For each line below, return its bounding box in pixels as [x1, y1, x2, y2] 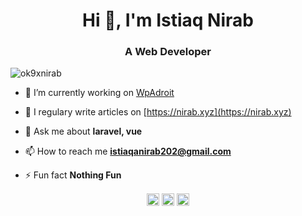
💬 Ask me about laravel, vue [24, 125, 143, 138]
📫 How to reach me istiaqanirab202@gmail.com [24, 145, 232, 158]
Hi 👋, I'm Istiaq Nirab [82, 9, 254, 32]
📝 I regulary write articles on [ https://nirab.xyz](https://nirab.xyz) [24, 106, 292, 118]
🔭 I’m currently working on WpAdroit [24, 87, 175, 99]
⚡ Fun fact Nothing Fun [24, 169, 122, 181]
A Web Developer [124, 45, 212, 59]
